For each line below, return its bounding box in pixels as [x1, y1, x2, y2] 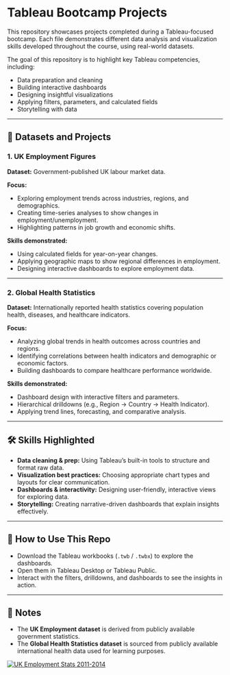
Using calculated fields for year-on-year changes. [16, 249, 158, 258]
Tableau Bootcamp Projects [7, 5, 168, 21]
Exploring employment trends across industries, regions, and [16, 194, 190, 202]
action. [16, 580, 37, 589]
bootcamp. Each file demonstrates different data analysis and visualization [7, 34, 218, 42]
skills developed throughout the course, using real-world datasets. [7, 42, 195, 50]
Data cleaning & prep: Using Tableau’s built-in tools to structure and [16, 456, 210, 464]
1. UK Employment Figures [7, 152, 97, 162]
